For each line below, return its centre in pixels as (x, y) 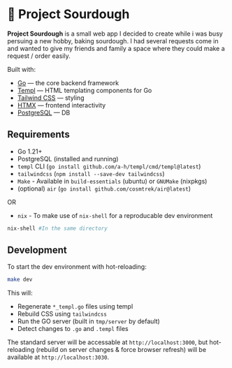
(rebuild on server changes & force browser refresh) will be (121, 350)
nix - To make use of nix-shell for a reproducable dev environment (115, 215)
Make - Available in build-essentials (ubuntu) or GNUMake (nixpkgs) (112, 181)
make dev (20, 280)
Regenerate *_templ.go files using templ (75, 307)
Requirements (38, 134)
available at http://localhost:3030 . (58, 357)
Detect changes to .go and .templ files (73, 329)
